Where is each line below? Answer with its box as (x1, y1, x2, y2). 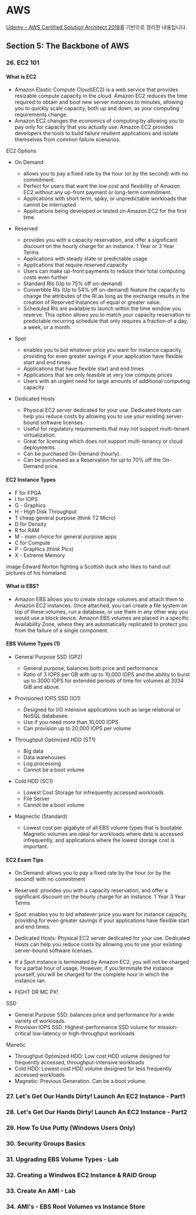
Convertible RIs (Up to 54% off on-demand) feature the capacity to (23, 286, 185, 293)
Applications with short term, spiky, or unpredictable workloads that (23, 195, 187, 202)
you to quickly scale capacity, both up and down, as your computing (14, 105, 180, 112)
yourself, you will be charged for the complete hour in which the (14, 971, 169, 978)
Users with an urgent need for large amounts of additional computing (23, 378, 190, 385)
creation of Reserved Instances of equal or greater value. (23, 299, 161, 306)
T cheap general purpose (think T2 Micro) (14, 514, 116, 521)
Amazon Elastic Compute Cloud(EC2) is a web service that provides (14, 86, 178, 93)
